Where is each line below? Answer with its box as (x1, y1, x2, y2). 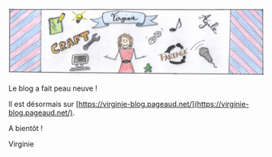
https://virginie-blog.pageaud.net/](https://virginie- (78, 100, 249, 109)
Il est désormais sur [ (8, 100, 79, 109)
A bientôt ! (8, 124, 43, 134)
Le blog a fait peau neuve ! (8, 83, 97, 93)
